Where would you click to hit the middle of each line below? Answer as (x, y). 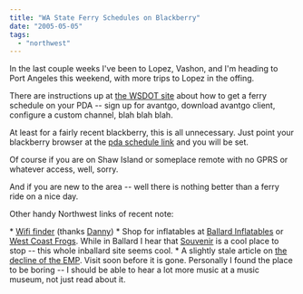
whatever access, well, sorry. (64, 169)
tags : (20, 34)
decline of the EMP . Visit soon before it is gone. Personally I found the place (151, 261)
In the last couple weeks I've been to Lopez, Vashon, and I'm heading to (144, 69)
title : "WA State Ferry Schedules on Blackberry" (105, 18)
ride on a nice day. (44, 196)
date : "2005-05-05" (46, 26)
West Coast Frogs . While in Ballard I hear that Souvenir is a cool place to (144, 242)
